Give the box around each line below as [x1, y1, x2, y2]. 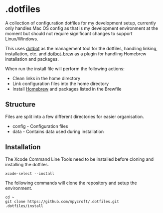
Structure [5, 101, 36, 109]
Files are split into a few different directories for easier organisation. [5, 113, 145, 119]
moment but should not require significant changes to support [5, 30, 133, 36]
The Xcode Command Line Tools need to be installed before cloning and [5, 156, 154, 162]
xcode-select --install [5, 171, 55, 176]
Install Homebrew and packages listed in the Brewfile [12, 86, 122, 92]
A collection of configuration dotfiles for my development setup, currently [5, 20, 156, 26]
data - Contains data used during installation [12, 128, 104, 134]
